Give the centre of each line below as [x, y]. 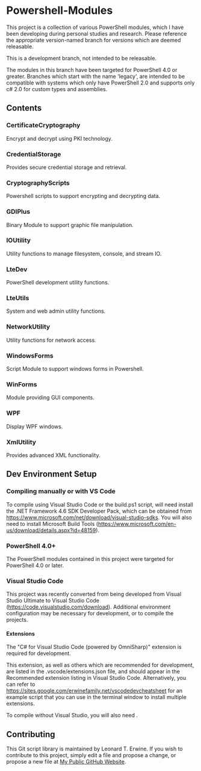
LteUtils [18, 298]
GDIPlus [18, 212]
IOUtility [19, 240]
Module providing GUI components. [50, 398]
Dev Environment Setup [52, 474]
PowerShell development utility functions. [58, 283]
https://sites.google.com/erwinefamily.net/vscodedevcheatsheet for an [94, 691]
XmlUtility [21, 442]
